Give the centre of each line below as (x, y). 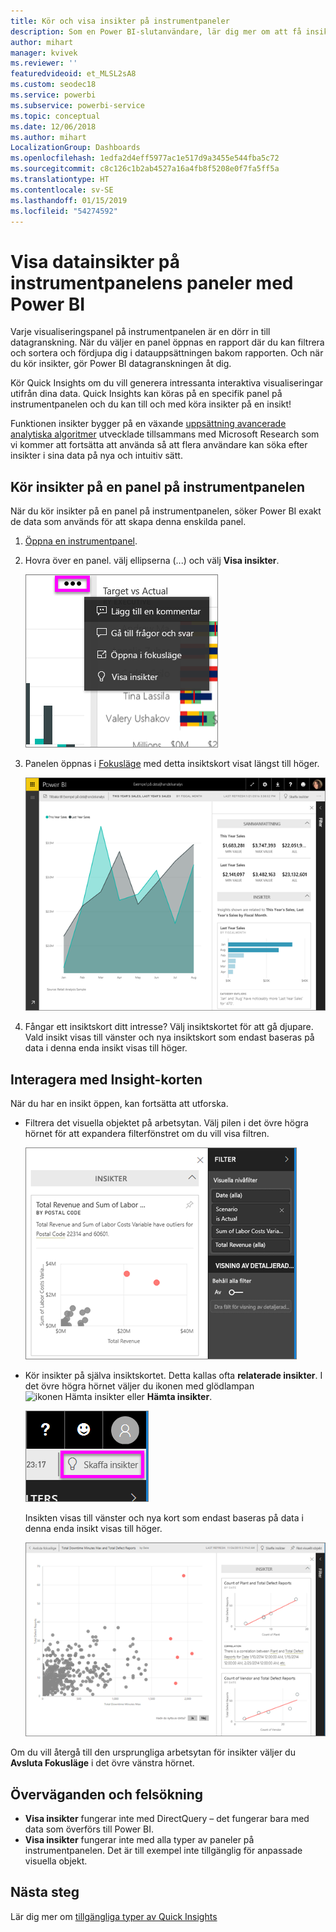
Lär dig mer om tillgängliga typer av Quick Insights (114, 1916)
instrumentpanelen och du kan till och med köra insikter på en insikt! (151, 404)
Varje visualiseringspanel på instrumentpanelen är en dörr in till (140, 332)
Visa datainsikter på (95, 261)
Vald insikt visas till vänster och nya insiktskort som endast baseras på (169, 1037)
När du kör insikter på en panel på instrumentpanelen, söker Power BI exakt (166, 511)
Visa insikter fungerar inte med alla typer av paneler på (139, 1839)
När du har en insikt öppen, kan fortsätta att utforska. (119, 1104)
